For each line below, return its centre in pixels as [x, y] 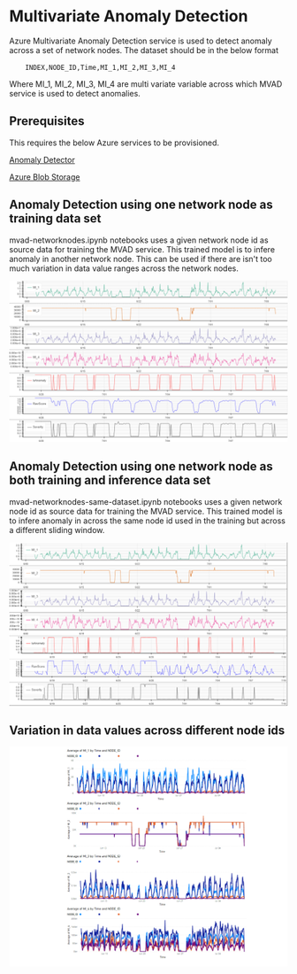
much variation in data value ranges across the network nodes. [124, 268]
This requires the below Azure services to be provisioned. [114, 143]
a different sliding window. [57, 530]
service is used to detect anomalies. [75, 93]
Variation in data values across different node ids [147, 730]
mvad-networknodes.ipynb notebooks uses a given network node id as [139, 240]
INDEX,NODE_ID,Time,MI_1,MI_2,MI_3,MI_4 [100, 67]
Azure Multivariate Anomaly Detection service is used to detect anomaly [141, 41]
